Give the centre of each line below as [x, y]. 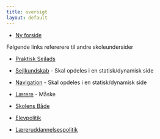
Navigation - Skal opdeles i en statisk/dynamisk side [81, 82]
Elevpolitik [28, 118]
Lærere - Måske [35, 94]
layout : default [27, 18]
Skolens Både [32, 106]
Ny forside [28, 35]
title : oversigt [27, 12]
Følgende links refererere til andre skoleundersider [70, 47]
